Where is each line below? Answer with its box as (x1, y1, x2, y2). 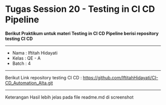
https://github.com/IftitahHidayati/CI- (83, 74, 159, 80)
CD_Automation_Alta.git (5, 80, 53, 86)
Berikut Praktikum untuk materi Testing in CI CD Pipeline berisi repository (5, 30, 159, 36)
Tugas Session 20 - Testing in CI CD (5, 3, 155, 15)
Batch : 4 (12, 60, 31, 66)
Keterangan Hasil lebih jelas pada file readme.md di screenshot (5, 94, 134, 100)
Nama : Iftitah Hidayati (12, 50, 58, 55)
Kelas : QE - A (12, 55, 41, 61)
